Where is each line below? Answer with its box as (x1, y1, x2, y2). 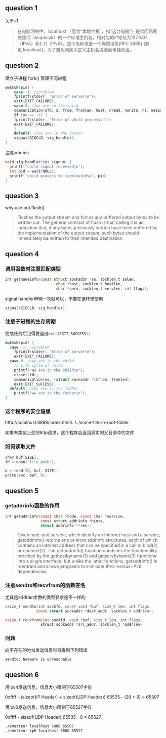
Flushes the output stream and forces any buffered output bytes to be (17, 215, 160, 220)
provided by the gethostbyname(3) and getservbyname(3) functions (17, 553, 157, 559)
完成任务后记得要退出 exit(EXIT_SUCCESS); (5, 330, 91, 336)
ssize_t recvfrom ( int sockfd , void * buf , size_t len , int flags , (5, 617, 143, 622)
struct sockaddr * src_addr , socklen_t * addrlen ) (40, 622, 142, 627)
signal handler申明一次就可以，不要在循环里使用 (5, 296, 103, 302)
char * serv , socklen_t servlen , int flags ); (56, 286, 149, 291)
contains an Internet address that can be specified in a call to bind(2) (17, 542, 158, 548)
